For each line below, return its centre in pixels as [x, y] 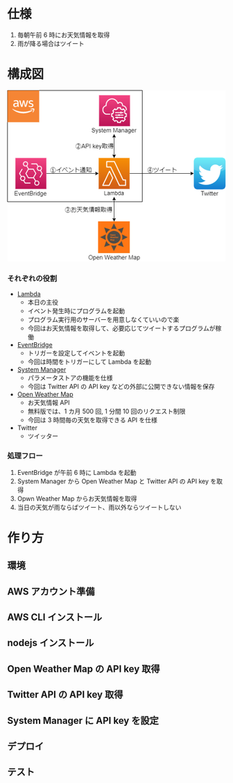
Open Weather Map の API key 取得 [84, 669]
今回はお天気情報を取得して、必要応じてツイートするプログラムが [122, 328]
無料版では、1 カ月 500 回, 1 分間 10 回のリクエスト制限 [106, 412]
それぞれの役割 [32, 279]
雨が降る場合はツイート [51, 43]
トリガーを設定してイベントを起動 [76, 353]
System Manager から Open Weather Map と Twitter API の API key [113, 481]
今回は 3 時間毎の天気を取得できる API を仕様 [93, 420]
